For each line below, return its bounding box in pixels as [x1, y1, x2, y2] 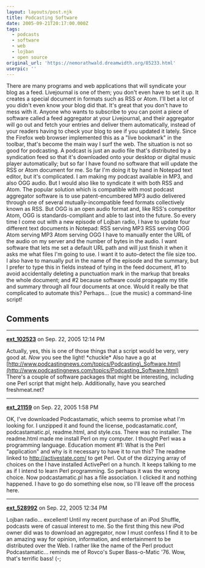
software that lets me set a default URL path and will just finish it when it [6, 244, 188, 252]
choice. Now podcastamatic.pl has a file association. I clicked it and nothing [6, 474, 197, 481]
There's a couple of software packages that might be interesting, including [6, 373, 194, 381]
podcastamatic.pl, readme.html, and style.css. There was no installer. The [6, 428, 192, 436]
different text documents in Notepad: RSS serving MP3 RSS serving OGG [6, 225, 190, 232]
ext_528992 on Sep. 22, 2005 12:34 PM [6, 504, 108, 512]
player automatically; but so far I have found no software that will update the [6, 160, 198, 168]
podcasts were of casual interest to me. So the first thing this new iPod [6, 522, 184, 530]
